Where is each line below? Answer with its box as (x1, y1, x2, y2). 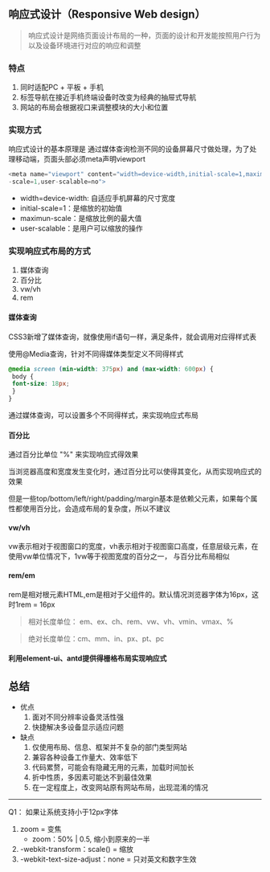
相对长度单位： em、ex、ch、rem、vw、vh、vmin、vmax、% (27, 616, 235, 626)
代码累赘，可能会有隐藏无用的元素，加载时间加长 (31, 763, 194, 772)
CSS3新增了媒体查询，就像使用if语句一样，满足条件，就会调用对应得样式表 (8, 332, 257, 342)
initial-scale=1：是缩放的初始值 (19, 203, 123, 213)
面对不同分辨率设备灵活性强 (31, 712, 125, 722)
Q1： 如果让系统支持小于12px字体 (8, 807, 119, 817)
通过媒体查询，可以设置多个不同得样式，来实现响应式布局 (8, 411, 198, 420)
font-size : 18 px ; (11, 380, 70, 388)
